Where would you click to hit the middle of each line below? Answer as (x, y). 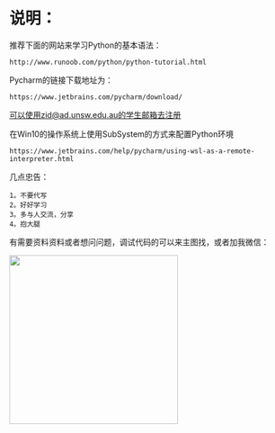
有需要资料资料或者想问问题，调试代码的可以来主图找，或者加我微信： (139, 242)
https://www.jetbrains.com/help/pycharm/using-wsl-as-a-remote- (132, 151)
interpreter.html (42, 158)
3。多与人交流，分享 (42, 214)
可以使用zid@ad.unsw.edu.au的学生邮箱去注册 (95, 114)
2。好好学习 (28, 205)
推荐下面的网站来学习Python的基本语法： (85, 45)
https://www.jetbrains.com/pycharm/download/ (96, 97)
